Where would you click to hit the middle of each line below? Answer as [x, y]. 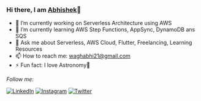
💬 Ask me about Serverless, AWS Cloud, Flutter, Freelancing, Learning [104, 43]
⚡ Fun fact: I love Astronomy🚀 [53, 65]
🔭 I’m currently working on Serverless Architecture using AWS [93, 23]
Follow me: [20, 80]
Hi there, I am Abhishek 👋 [44, 10]
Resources [29, 49]
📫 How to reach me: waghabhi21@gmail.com [73, 56]
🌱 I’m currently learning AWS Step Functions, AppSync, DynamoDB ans [105, 29]
